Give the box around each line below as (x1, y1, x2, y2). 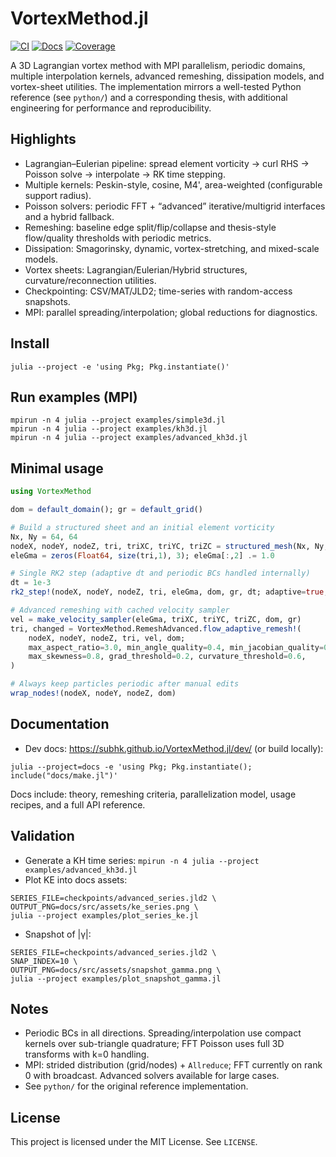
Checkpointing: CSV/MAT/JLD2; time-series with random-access (24, 285, 293, 297)
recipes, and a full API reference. (10, 798, 146, 811)
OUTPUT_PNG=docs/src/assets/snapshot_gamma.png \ (10, 965, 222, 975)
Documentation (10, 716, 110, 733)
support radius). (24, 189, 92, 201)
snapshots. (24, 295, 71, 307)
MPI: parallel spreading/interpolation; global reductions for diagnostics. (24, 306, 318, 318)
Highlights (10, 131, 77, 148)
